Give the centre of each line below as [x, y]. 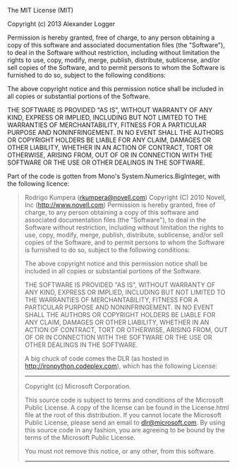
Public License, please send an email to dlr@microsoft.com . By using [125, 422]
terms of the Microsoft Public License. [80, 438]
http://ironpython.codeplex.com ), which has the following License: [121, 366]
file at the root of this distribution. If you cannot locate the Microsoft [123, 415]
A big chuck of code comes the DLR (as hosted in [97, 358]
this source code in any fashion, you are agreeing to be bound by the [125, 430]
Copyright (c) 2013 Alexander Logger [61, 24]
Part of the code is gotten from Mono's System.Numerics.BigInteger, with [114, 176]
